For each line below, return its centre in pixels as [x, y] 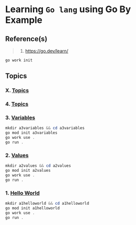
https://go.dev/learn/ [47, 51]
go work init [19, 60]
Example [24, 20]
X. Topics [17, 91]
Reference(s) [26, 39]
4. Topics [17, 104]
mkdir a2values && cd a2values [38, 166]
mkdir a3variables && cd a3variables [45, 128]
